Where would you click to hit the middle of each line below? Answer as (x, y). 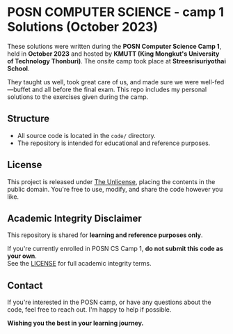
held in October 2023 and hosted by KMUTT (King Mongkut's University (113, 54)
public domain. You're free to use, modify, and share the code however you (115, 189)
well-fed (212, 82)
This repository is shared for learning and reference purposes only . (105, 235)
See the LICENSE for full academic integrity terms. (79, 264)
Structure (29, 119)
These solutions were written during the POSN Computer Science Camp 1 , (114, 46)
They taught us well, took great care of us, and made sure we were (103, 82)
